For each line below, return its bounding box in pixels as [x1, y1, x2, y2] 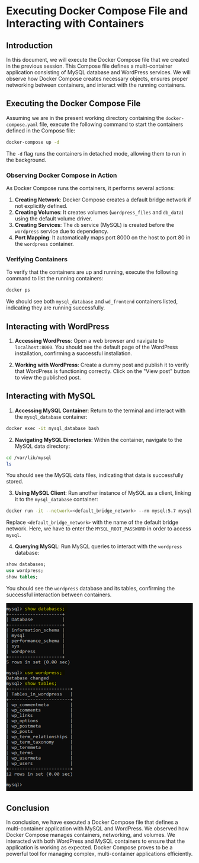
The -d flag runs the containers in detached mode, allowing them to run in [6, 150, 187, 157]
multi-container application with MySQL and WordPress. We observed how [6, 825, 189, 832]
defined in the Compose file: [6, 127, 76, 134]
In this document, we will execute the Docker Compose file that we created [6, 56, 190, 63]
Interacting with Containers [6, 17, 144, 30]
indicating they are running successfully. [6, 304, 105, 311]
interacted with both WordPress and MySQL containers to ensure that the [6, 837, 185, 845]
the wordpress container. [14, 240, 74, 247]
